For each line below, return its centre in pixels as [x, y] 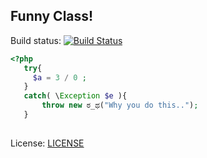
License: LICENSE [47, 143]
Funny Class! [52, 16]
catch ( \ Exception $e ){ [75, 96]
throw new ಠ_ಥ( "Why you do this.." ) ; [120, 105]
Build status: [36, 40]
